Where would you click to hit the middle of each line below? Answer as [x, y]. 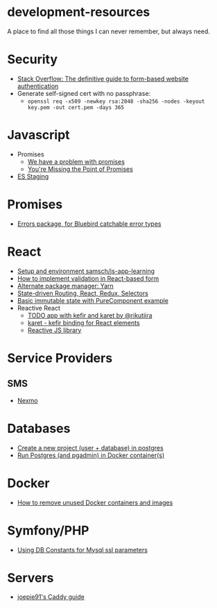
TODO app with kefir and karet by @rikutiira [90, 315]
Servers [31, 578]
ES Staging [33, 176]
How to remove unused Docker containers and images [95, 502]
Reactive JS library [54, 330]
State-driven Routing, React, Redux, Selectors [83, 293]
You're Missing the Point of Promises [80, 169]
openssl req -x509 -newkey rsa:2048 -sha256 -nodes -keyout [116, 101]
